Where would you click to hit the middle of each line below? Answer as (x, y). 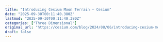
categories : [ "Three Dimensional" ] (41, 23)
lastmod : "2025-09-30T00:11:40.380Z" (43, 18)
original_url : (19, 28)
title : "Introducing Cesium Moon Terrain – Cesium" (58, 9)
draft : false (18, 32)
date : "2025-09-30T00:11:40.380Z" (40, 14)
